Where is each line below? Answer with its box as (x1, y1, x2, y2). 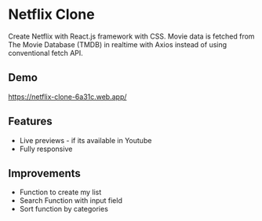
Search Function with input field (19, 196, 123, 205)
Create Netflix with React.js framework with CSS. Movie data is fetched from (8, 31, 255, 41)
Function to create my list (19, 187, 102, 197)
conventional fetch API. (8, 48, 84, 57)
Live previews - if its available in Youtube (19, 135, 152, 145)
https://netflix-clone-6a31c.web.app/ (8, 92, 127, 101)
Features (8, 115, 53, 128)
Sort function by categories (19, 204, 108, 214)
